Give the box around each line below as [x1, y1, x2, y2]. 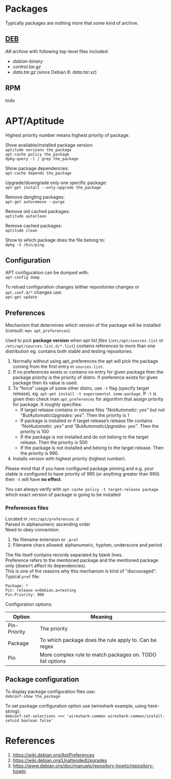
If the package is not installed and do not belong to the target [20, 434, 149, 440]
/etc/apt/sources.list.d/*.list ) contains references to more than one [5, 343, 156, 349]
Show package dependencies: [5, 165, 69, 171]
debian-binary [12, 58, 43, 64]
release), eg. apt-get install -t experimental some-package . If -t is [12, 391, 157, 397]
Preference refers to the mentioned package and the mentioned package [5, 557, 159, 563]
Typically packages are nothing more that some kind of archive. [5, 20, 139, 26]
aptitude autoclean [5, 214, 47, 219]
